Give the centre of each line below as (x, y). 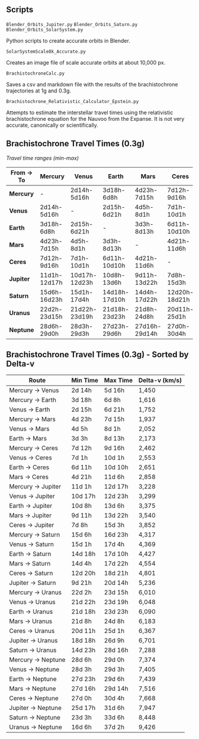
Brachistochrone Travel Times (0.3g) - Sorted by (97, 355)
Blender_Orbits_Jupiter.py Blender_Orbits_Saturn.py (72, 24)
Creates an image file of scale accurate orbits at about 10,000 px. (86, 62)
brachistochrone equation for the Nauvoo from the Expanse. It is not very (95, 118)
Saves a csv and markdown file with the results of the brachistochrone (92, 84)
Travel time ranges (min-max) (42, 158)
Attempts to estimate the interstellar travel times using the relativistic (90, 113)
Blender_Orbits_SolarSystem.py (45, 30)
